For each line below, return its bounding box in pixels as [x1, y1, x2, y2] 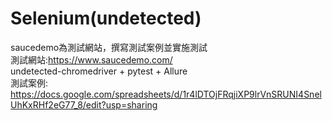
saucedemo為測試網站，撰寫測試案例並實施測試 [10, 41, 208, 53]
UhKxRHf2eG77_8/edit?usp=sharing [10, 98, 158, 111]
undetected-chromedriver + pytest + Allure [10, 65, 188, 77]
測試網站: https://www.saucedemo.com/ [10, 53, 173, 66]
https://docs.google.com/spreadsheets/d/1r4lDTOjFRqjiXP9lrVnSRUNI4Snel [10, 88, 322, 100]
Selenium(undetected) [10, 7, 202, 30]
